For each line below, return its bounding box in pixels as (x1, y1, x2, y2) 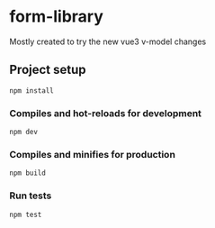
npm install (9, 86, 54, 96)
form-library (9, 6, 103, 27)
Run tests (9, 189, 52, 202)
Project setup (9, 62, 87, 78)
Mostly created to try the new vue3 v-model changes (9, 36, 207, 47)
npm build (9, 169, 47, 178)
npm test (9, 210, 42, 219)
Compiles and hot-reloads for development (9, 106, 202, 119)
